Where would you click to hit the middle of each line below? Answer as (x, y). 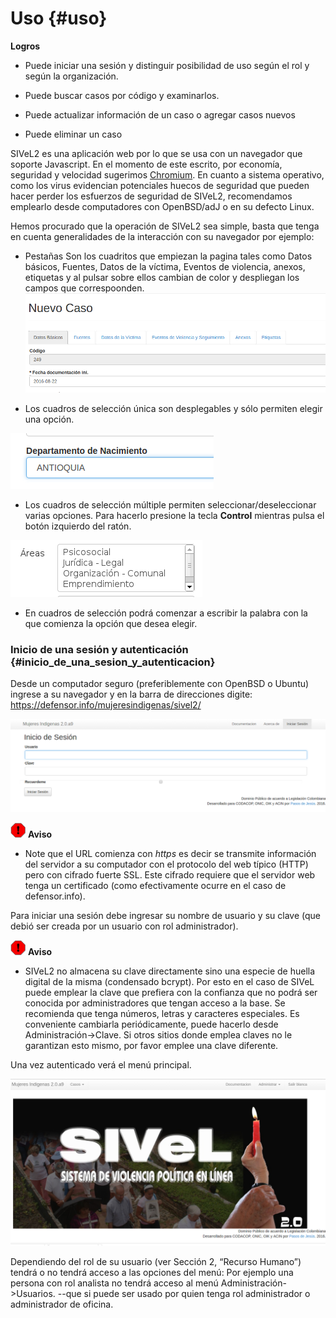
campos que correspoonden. (84, 288)
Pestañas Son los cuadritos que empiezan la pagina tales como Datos (168, 256)
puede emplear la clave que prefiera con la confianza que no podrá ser (171, 992)
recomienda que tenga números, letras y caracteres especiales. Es (162, 1013)
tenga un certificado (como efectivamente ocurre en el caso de (155, 885)
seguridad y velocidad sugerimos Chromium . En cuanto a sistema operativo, (167, 174)
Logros (25, 46)
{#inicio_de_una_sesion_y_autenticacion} (113, 662)
